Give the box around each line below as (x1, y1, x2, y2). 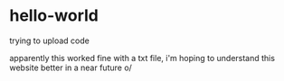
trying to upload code (9, 35, 90, 46)
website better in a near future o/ (9, 62, 133, 73)
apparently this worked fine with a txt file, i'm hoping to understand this (9, 52, 276, 63)
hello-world (9, 5, 99, 26)
